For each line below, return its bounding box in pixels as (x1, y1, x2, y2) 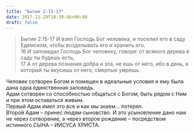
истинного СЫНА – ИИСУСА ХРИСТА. (6, 121, 100, 129)
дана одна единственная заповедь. (6, 84, 95, 91)
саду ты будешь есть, (20, 54, 75, 62)
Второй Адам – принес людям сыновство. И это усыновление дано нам (6, 109, 186, 116)
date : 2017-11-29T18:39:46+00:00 (6, 14, 88, 20)
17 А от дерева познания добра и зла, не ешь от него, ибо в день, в (20, 60, 189, 67)
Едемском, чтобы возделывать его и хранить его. (20, 42, 145, 49)
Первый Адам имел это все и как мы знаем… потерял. (6, 103, 143, 110)
